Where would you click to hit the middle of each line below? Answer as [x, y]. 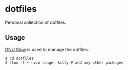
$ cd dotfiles [20, 58]
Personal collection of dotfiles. [36, 22]
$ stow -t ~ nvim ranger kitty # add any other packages [64, 62]
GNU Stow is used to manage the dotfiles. [47, 49]
